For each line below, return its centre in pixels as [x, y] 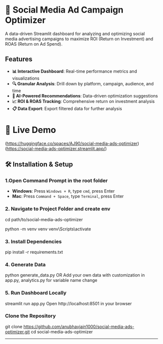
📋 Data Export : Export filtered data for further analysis [67, 108]
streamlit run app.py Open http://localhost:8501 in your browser [68, 303]
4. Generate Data [25, 264]
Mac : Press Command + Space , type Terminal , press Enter [68, 197]
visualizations [26, 78]
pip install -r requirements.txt [34, 252]
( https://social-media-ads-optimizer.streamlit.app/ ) [56, 148]
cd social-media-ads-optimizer [62, 331]
